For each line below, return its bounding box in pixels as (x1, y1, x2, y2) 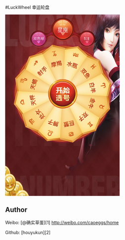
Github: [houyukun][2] (5, 229, 51, 235)
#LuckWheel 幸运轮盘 (5, 4, 50, 10)
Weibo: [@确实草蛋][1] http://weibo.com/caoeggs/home (5, 219, 119, 225)
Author (5, 206, 27, 214)
